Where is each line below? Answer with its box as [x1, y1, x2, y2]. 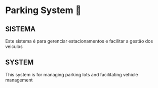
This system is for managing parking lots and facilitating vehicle [5, 71, 138, 77]
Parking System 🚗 [5, 5, 82, 16]
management [5, 77, 33, 83]
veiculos [5, 43, 23, 50]
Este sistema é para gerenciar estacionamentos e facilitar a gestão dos [5, 38, 153, 44]
